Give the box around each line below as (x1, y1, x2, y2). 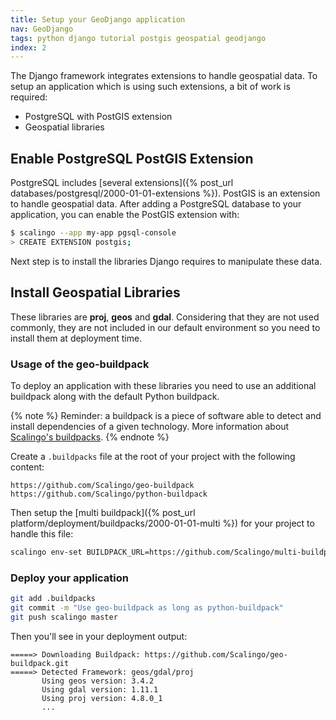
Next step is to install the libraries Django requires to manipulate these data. (10, 255, 323, 267)
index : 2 (10, 42, 47, 53)
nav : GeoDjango (10, 24, 74, 34)
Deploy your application (10, 571, 129, 585)
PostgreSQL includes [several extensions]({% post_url (10, 177, 234, 189)
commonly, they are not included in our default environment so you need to (10, 321, 321, 333)
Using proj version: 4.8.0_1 (41, 693, 163, 703)
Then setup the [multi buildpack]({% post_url (10, 506, 196, 518)
